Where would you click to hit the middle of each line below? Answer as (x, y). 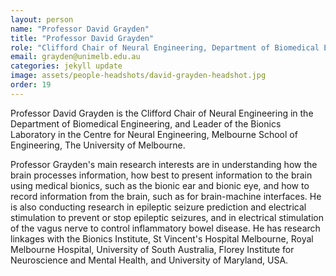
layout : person (42, 19)
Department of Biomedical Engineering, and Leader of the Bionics (146, 123)
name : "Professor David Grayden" (80, 29)
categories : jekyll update (66, 66)
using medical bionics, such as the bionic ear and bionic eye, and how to (160, 185)
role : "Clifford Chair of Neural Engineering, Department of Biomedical (165, 47)
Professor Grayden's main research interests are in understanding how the (164, 164)
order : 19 (31, 85)
